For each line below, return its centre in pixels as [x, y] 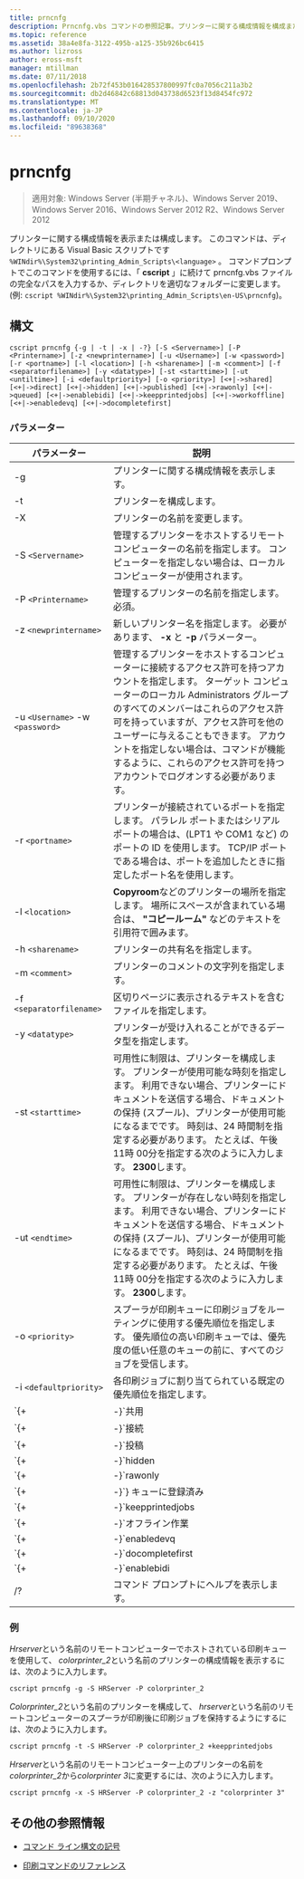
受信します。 [167, 1364]
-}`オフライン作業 [151, 1524]
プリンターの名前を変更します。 [180, 519]
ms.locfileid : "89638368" [58, 128]
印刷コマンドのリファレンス [74, 1865]
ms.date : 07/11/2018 [48, 77]
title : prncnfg [38, 18]
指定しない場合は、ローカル [226, 562]
